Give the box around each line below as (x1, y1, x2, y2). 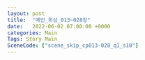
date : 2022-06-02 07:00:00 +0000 (7, 23, 111, 30)
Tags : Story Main (7, 36, 58, 43)
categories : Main (7, 29, 58, 37)
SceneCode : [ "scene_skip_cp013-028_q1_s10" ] (7, 42, 139, 49)
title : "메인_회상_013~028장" (7, 17, 91, 23)
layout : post (7, 10, 45, 17)
